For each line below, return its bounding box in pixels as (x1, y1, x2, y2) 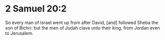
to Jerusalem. (5, 30, 33, 36)
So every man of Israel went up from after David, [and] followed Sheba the (5, 19, 158, 25)
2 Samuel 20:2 (5, 3, 67, 14)
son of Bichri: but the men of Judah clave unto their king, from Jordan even (5, 24, 160, 30)
